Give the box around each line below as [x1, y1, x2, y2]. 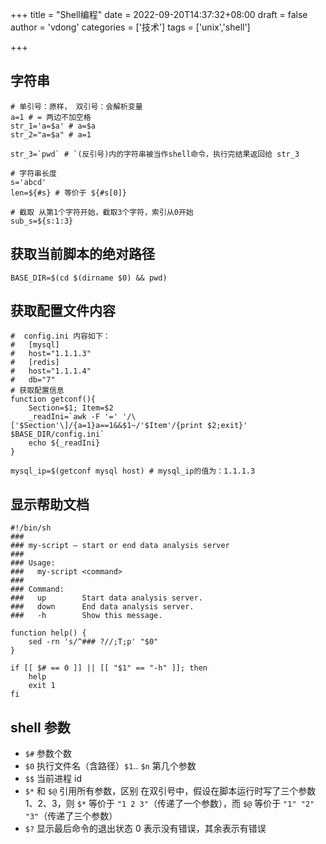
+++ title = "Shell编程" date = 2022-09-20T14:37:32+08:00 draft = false [10, 9, 308, 20]
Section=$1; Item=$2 [28, 403, 114, 413]
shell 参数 [10, 719, 71, 736]
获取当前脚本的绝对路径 [10, 246, 155, 263]
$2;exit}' [206, 421, 248, 431]
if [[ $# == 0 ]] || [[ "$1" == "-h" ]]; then [10, 663, 208, 673]
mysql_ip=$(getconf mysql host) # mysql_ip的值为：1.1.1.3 [10, 466, 256, 477]
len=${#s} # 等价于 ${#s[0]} [10, 188, 128, 198]
